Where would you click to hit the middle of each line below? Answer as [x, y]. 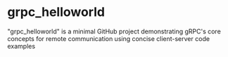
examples [21, 46]
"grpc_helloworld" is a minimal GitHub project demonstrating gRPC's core [114, 31]
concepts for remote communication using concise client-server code [108, 38]
